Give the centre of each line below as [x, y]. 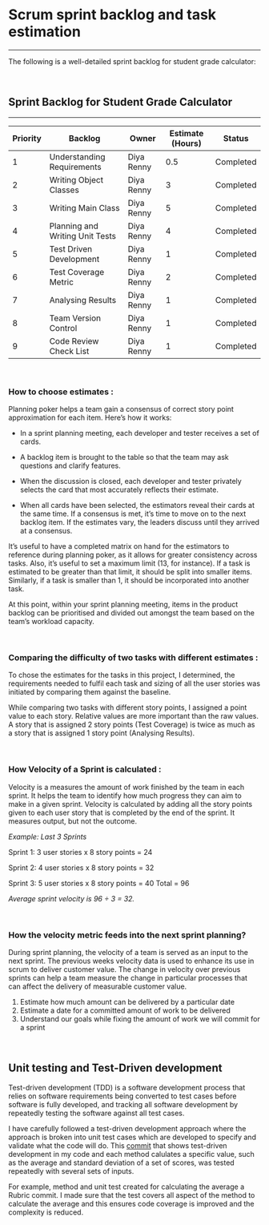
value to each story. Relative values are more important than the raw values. [133, 716]
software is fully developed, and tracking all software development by [123, 1104]
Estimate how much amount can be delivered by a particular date [127, 1001]
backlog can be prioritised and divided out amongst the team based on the [131, 613]
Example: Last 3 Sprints [48, 836]
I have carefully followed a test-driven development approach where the [127, 1128]
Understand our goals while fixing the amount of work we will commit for [140, 1018]
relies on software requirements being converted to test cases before [122, 1096]
